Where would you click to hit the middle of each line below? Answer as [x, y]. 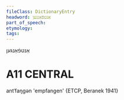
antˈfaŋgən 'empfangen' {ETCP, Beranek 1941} [62, 91]
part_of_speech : [26, 22]
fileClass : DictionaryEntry [41, 12]
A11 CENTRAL [40, 74]
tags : [13, 34]
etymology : [19, 28]
